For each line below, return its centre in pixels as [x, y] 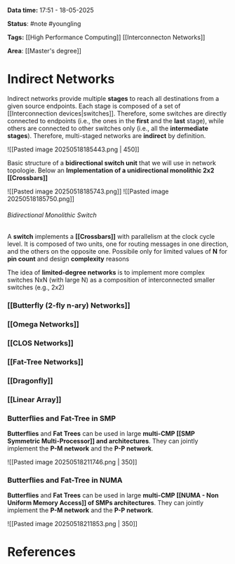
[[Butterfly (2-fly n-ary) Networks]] [69, 305]
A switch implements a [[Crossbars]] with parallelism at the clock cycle [111, 237]
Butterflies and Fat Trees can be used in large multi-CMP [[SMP [101, 433]
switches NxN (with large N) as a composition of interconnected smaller [111, 280]
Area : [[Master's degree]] [45, 51]
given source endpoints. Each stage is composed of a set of [94, 106]
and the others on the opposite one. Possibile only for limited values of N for [117, 252]
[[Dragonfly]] [30, 380]
